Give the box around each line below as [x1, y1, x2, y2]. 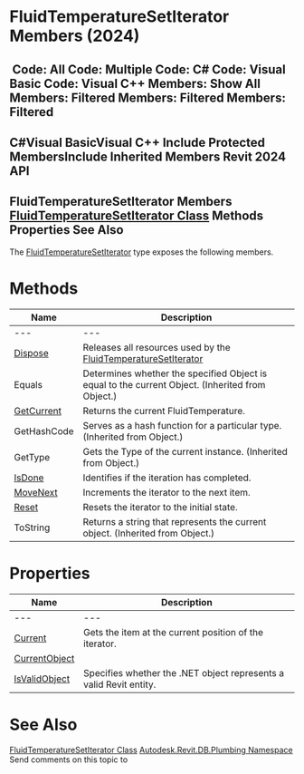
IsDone [14, 471, 44, 484]
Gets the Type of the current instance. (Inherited [82, 445, 288, 458]
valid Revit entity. [82, 678, 157, 691]
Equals [14, 378, 43, 391]
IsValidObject [14, 672, 71, 685]
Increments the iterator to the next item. [82, 486, 251, 498]
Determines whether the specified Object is [82, 367, 268, 380]
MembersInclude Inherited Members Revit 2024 [9, 149, 287, 164]
